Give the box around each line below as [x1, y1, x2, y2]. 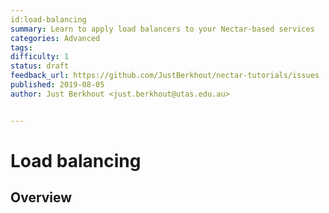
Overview [10, 189, 73, 206]
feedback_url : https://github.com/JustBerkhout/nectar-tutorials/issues [10, 71, 320, 81]
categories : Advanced [10, 33, 101, 43]
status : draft [10, 61, 70, 71]
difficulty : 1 [10, 52, 70, 62]
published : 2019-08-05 [10, 80, 105, 90]
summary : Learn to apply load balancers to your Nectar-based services [10, 24, 315, 34]
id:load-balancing [10, 14, 87, 25]
